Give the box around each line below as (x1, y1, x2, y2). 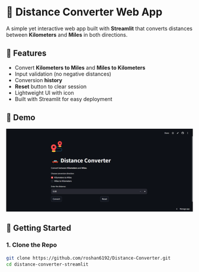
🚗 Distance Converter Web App (6, 5, 163, 19)
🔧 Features (6, 48, 47, 59)
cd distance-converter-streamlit (6, 261, 89, 267)
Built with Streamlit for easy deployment (14, 95, 113, 102)
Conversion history (14, 76, 63, 83)
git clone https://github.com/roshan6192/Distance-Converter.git (6, 255, 171, 261)
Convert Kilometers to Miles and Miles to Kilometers (14, 64, 146, 71)
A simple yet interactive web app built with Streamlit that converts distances (6, 25, 192, 32)
